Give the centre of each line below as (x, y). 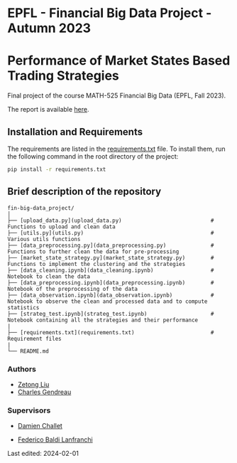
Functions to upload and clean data (61, 227)
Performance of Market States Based (119, 61)
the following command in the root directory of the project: (93, 156)
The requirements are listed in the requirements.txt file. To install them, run (116, 149)
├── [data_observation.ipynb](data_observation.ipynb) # (111, 295)
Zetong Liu (33, 384)
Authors (22, 369)
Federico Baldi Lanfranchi (55, 440)
